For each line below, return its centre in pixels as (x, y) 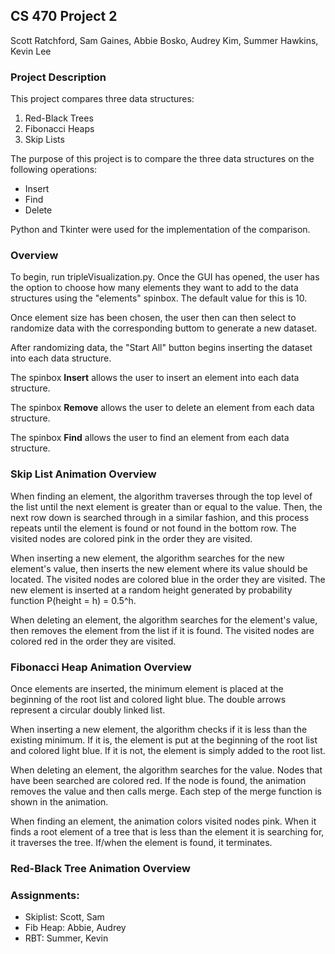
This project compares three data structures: (102, 99)
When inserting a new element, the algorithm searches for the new (147, 558)
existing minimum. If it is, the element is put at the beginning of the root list (164, 740)
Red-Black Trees (59, 118)
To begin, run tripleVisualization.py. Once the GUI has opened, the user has (165, 277)
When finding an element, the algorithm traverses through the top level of (161, 496)
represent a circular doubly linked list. (88, 710)
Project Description (58, 77)
